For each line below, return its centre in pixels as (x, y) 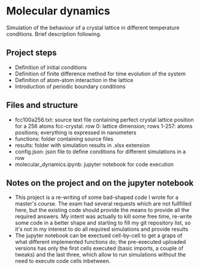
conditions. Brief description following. (54, 34)
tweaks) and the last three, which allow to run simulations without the (100, 255)
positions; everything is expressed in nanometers (75, 132)
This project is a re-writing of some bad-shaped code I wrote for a (96, 197)
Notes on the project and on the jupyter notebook (100, 183)
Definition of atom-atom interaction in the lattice (74, 80)
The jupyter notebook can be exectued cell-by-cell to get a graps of (99, 235)
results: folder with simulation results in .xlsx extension (82, 145)
